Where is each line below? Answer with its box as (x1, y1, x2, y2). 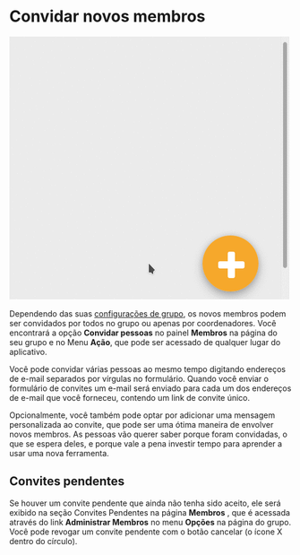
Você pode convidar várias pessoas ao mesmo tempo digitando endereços (9, 363, 287, 374)
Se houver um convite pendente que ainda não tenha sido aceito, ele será (9, 498, 281, 508)
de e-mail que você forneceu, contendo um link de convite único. (9, 392, 251, 403)
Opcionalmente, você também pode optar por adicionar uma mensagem (9, 410, 276, 421)
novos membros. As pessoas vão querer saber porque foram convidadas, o (9, 429, 288, 439)
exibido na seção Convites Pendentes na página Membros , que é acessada (9, 507, 291, 517)
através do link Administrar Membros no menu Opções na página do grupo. (9, 516, 292, 527)
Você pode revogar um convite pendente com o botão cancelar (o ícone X (9, 526, 283, 537)
